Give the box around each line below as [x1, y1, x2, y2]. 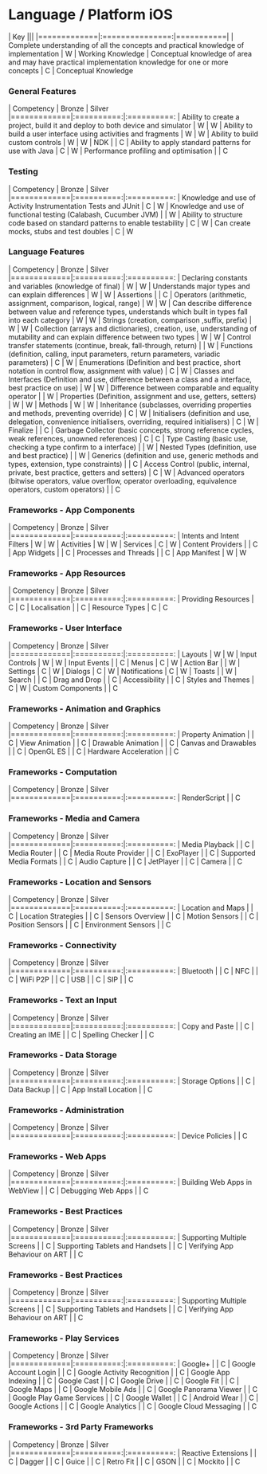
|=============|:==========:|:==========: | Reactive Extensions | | [8, 1448, 257, 1457]
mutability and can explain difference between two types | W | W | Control [8, 332, 252, 342]
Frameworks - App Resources [8, 568, 126, 579]
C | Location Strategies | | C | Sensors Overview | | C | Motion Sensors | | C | [8, 911, 259, 921]
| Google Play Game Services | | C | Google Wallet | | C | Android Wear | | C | [8, 1393, 259, 1403]
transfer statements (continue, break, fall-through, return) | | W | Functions [8, 340, 253, 350]
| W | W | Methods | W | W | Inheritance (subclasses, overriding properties [8, 400, 253, 410]
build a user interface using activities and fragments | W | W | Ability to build [8, 129, 259, 139]
